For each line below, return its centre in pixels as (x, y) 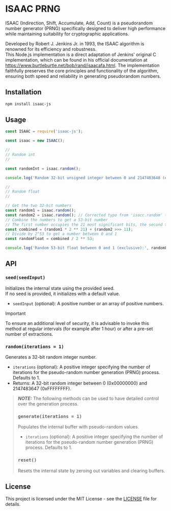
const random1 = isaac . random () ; (41, 210)
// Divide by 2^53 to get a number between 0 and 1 (61, 234)
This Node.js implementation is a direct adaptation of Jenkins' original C (81, 55)
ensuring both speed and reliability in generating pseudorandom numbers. (83, 76)
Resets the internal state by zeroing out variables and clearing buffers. (91, 470)
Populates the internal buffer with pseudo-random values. (78, 427)
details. (13, 504)
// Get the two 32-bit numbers (38, 206)
